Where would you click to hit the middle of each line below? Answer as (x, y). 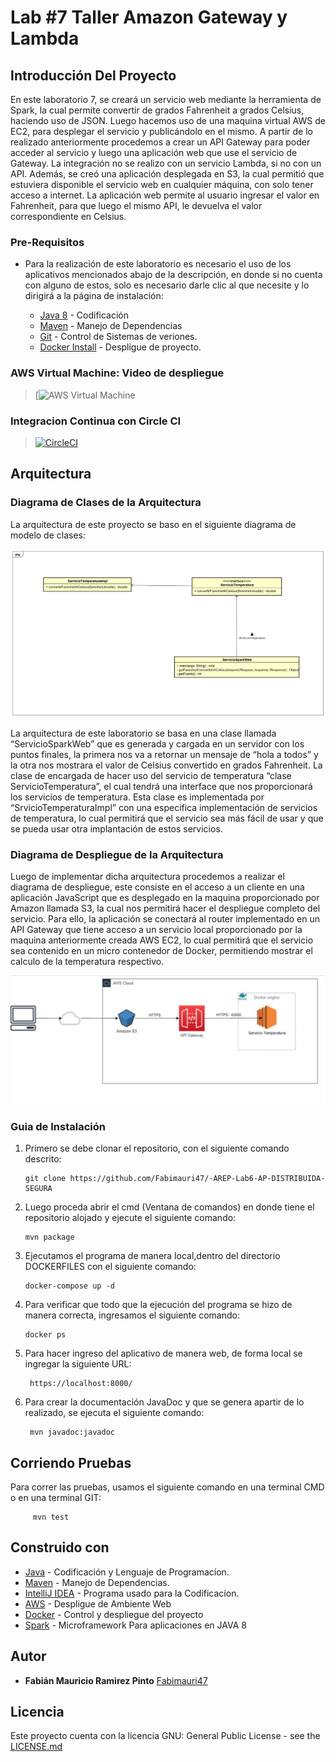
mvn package (49, 1237)
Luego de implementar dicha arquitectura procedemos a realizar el (147, 877)
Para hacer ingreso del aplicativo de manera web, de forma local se (163, 1353)
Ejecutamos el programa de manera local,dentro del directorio (152, 1256)
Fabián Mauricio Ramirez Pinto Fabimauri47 (116, 1680)
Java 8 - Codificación (84, 315)
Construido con (60, 1547)
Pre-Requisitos (47, 242)
